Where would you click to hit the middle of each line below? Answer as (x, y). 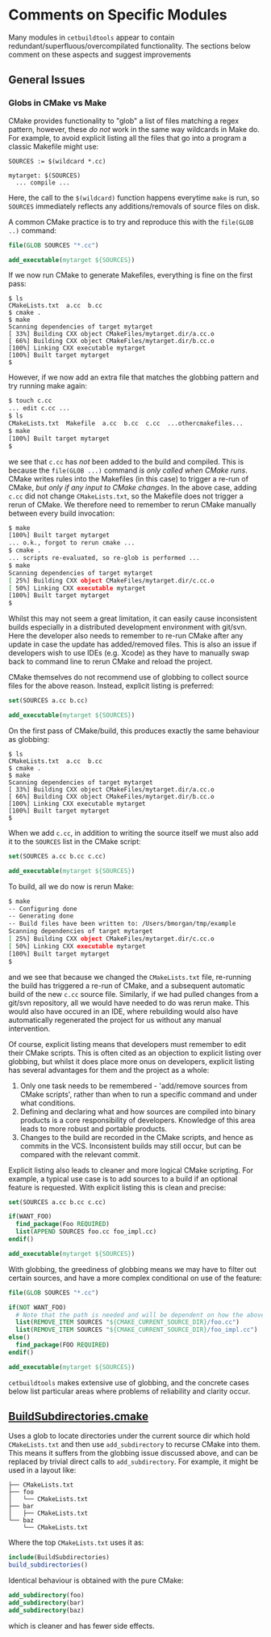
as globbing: (29, 739)
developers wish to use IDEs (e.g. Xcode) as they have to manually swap (129, 653)
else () (19, 1338)
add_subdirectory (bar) (46, 1603)
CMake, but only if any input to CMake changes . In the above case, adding (133, 487)
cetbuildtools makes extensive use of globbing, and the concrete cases (129, 1382)
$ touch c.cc (30, 401)
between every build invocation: (62, 513)
